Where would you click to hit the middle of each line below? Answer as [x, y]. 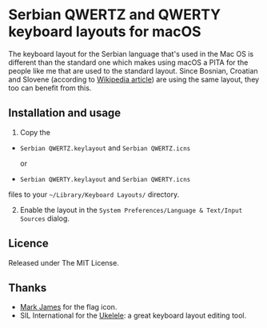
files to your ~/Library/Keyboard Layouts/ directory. [94, 194]
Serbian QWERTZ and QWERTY [115, 15]
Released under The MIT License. [64, 262]
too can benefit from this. [50, 88]
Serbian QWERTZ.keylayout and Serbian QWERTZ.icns [105, 148]
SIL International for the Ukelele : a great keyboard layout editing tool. [133, 316]
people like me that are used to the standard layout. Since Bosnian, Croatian [133, 70]
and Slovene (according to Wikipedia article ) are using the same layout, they [134, 79]
